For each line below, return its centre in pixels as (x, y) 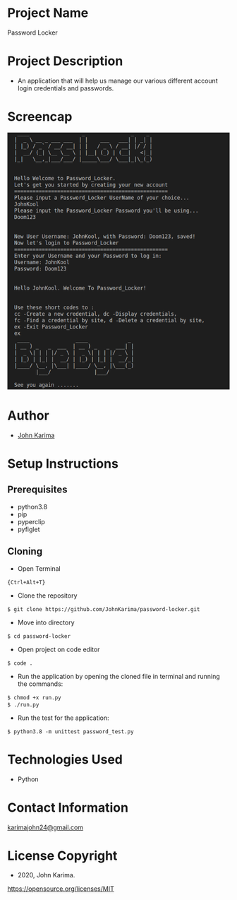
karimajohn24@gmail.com (45, 827)
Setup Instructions (63, 463)
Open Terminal (39, 568)
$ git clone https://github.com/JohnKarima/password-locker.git (104, 609)
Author (28, 416)
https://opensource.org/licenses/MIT (61, 889)
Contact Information (68, 807)
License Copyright (62, 855)
